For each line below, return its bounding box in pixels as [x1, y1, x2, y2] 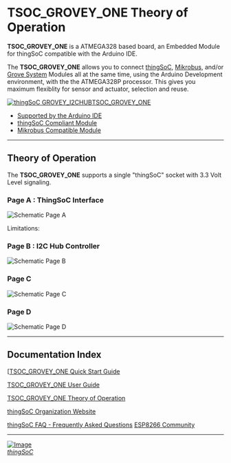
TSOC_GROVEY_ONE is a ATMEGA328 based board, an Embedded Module [7, 42, 220, 50]
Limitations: [7, 224, 40, 233]
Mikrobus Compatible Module [16, 126, 102, 134]
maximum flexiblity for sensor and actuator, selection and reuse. [7, 85, 189, 93]
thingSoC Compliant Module [16, 118, 98, 127]
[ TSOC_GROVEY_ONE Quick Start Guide [7, 367, 120, 376]
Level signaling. [7, 177, 52, 186]
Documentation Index [7, 349, 102, 360]
